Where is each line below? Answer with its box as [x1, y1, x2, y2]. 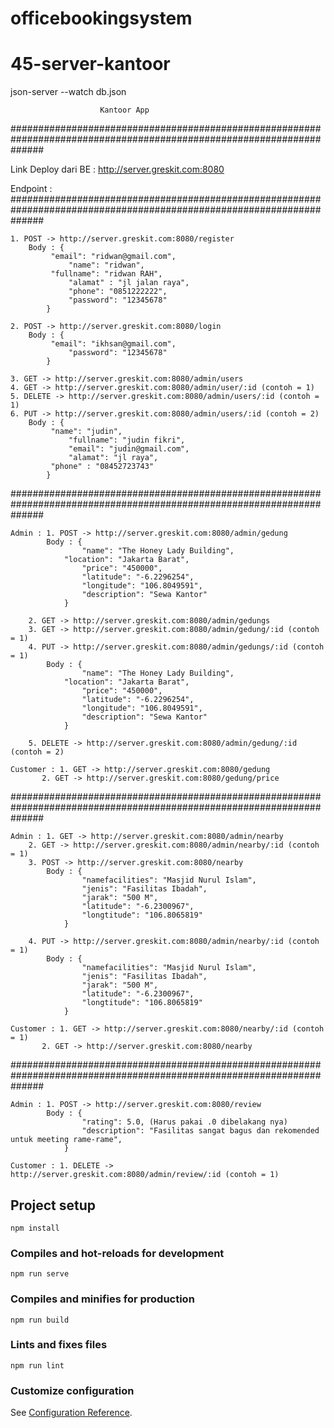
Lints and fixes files [10, 1338, 108, 1352]
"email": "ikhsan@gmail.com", [50, 339, 177, 349]
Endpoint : [10, 183, 53, 195]
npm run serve [10, 1269, 70, 1279]
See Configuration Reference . [10, 1407, 133, 1419]
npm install [10, 1223, 60, 1233]
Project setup [10, 1197, 97, 1214]
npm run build [10, 1315, 70, 1325]
